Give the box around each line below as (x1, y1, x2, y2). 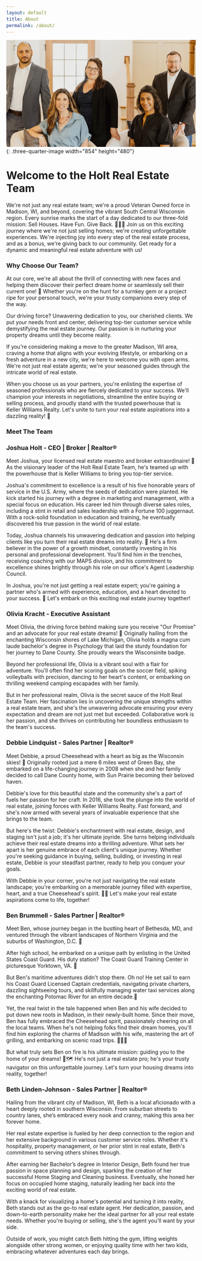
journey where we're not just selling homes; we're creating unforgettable (6, 227, 186, 234)
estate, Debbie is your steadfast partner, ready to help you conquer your (6, 859, 185, 866)
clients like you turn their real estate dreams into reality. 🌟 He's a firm (6, 538, 177, 545)
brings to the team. (6, 815, 54, 822)
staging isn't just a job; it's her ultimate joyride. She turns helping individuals (6, 833, 195, 840)
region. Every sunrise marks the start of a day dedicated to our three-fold (6, 214, 188, 221)
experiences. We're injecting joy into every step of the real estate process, (6, 233, 191, 240)
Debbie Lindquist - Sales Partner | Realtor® (6, 739, 134, 747)
